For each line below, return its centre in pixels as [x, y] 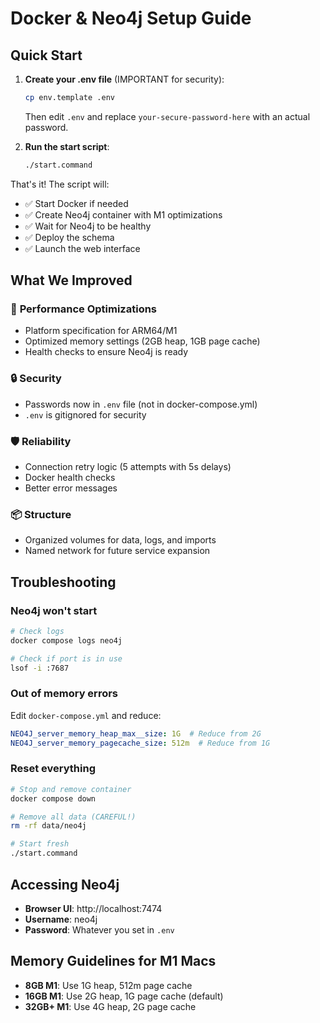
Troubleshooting [63, 582]
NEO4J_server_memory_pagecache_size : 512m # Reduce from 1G [140, 743]
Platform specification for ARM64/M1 [101, 331]
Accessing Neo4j [65, 884]
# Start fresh [40, 844]
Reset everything [53, 769]
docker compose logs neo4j [66, 640]
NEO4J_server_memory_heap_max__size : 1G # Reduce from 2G [136, 733]
